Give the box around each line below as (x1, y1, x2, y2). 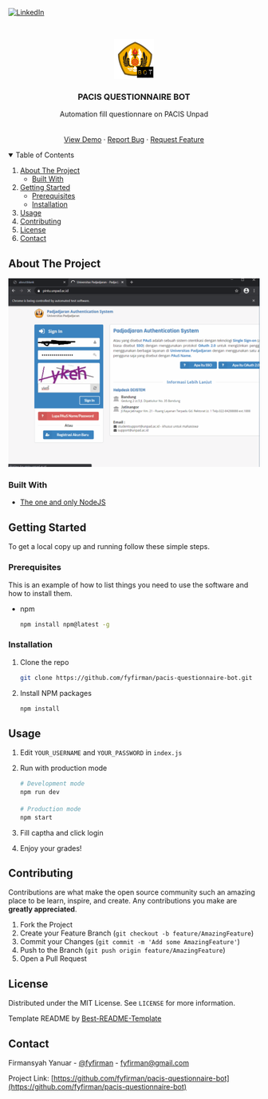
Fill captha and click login (19, 828, 104, 837)
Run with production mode (19, 763, 108, 773)
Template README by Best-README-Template (8, 1014, 162, 1023)
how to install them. (8, 588, 73, 598)
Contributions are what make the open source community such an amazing (8, 888, 255, 897)
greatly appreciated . (8, 904, 77, 914)
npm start (19, 813, 53, 821)
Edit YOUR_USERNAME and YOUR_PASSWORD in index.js (19, 748, 183, 757)
